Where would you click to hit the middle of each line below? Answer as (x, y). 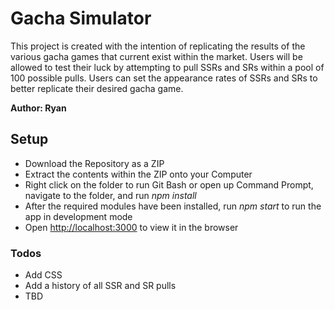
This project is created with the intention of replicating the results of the (158, 46)
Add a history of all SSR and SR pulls (100, 286)
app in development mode (78, 216)
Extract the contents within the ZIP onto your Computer (138, 174)
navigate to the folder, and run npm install (110, 195)
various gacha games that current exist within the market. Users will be (156, 56)
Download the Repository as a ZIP (94, 163)
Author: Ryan (38, 108)
